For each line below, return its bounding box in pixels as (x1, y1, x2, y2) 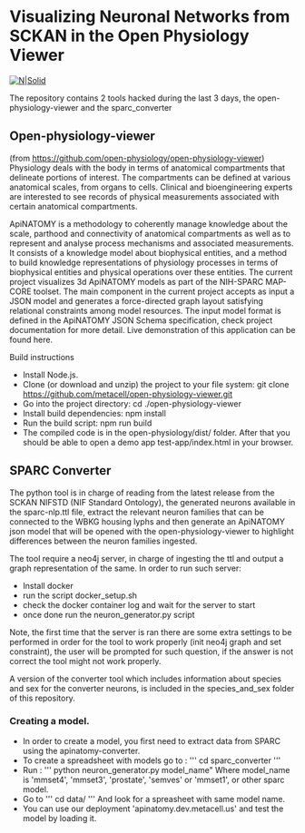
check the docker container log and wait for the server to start (22, 599, 256, 610)
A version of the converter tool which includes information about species (9, 673, 281, 684)
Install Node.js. (22, 369, 79, 380)
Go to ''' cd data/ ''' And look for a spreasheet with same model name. (22, 793, 286, 804)
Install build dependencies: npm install (22, 407, 166, 418)
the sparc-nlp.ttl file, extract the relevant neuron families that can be (9, 506, 265, 517)
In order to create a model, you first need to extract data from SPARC (22, 735, 281, 746)
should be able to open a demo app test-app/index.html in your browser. (22, 436, 294, 447)
